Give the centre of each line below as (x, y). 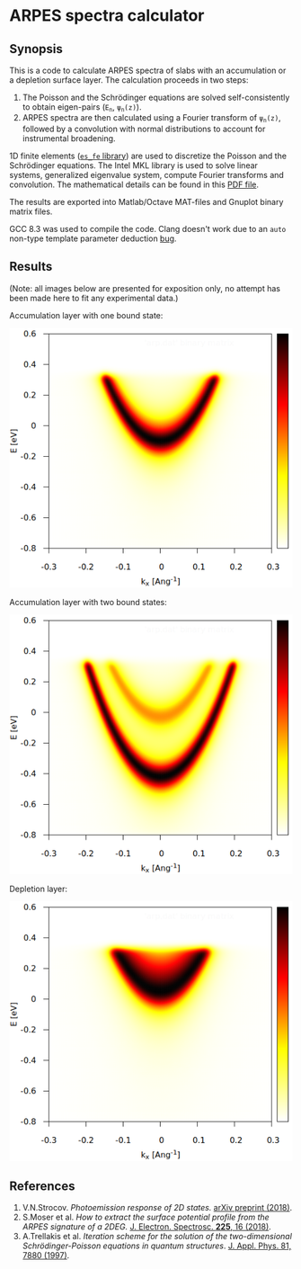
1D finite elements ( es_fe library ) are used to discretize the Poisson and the (148, 156)
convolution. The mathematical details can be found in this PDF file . (134, 184)
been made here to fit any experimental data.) (94, 298)
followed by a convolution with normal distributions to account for (144, 129)
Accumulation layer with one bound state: (86, 315)
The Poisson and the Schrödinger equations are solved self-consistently (156, 97)
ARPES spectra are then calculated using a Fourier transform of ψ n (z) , (151, 118)
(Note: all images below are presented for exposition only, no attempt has (145, 288)
